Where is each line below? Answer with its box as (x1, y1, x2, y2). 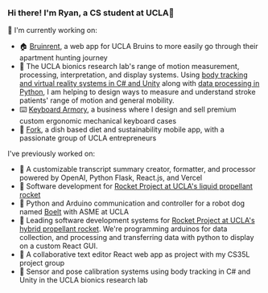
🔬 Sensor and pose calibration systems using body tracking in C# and (19, 267, 251, 276)
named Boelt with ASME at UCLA (19, 207, 130, 217)
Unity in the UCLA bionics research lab (19, 275, 148, 285)
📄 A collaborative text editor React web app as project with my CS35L (19, 250, 250, 259)
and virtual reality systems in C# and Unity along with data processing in (19, 79, 260, 88)
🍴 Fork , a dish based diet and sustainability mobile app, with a (19, 124, 225, 135)
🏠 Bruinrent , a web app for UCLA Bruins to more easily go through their (19, 42, 258, 51)
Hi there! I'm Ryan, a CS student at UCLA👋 (7, 7, 175, 18)
